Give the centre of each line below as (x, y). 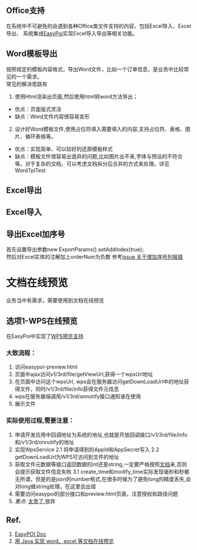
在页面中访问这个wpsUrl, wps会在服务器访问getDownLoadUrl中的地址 (99, 382)
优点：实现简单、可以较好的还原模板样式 (64, 149)
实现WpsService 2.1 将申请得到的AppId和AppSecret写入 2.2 (87, 449)
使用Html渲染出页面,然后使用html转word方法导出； (76, 96)
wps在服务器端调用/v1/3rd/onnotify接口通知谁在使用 (78, 396)
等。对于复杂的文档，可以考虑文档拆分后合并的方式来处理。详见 (92, 164)
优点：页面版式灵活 (38, 109)
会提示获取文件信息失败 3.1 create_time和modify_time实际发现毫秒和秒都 (102, 471)
